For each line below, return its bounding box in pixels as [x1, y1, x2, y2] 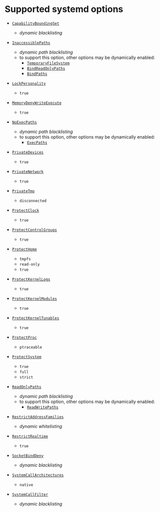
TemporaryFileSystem [26, 61, 70, 66]
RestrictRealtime [11, 434, 48, 439]
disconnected [19, 198, 47, 203]
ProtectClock [11, 208, 39, 213]
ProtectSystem [11, 354, 41, 359]
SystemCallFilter [11, 492, 48, 497]
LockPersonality [11, 81, 46, 86]
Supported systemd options [4, 4, 123, 15]
